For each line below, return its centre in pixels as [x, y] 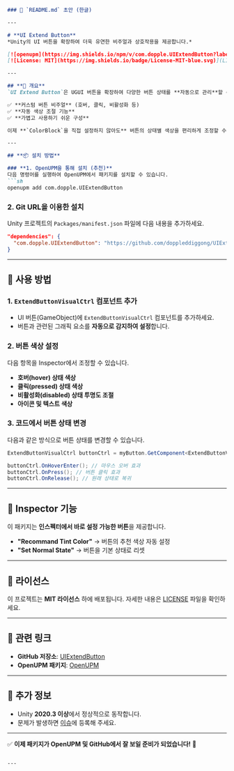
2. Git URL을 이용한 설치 [46, 207]
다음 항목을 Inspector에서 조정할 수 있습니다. [68, 362]
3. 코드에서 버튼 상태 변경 [47, 423]
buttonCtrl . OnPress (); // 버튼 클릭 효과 [64, 472]
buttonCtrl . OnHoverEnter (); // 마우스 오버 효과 [74, 466]
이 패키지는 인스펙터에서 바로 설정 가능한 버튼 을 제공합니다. [87, 527]
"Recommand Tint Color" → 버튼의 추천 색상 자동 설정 [94, 542]
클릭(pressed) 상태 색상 [50, 386]
